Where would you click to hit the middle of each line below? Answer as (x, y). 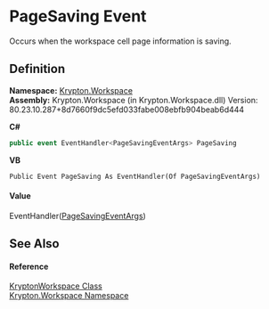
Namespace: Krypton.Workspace (71, 90)
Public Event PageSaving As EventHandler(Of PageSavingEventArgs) (135, 176)
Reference (29, 266)
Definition (37, 69)
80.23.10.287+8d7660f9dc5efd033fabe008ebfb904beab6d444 (127, 110)
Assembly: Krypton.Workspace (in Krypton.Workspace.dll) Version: (134, 100)
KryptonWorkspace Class (56, 286)
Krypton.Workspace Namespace (69, 296)
